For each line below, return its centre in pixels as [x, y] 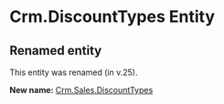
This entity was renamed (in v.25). [74, 72]
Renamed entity [56, 51]
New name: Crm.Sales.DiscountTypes [81, 90]
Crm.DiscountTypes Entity [112, 17]
